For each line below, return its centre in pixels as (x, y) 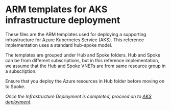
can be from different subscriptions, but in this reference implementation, (82, 60)
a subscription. (21, 71)
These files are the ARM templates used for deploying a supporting (76, 34)
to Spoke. (15, 86)
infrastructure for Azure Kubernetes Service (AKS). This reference (75, 40)
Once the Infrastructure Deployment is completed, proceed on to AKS (78, 96)
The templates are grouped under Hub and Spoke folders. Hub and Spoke (83, 55)
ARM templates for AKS (56, 9)
